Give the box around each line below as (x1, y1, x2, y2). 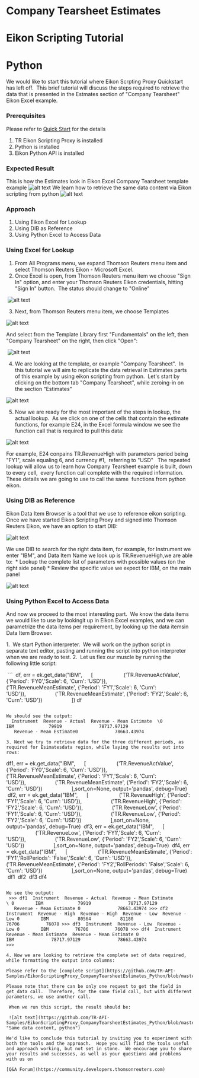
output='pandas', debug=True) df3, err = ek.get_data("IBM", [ (6, 823, 165, 830)
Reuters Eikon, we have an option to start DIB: (6, 522, 118, 529)
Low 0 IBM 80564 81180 (6, 916, 134, 922)
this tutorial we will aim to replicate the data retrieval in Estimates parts (14, 366, 187, 373)
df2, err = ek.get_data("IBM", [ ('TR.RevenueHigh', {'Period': (7, 791, 191, 799)
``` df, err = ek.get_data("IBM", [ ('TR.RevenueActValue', (7, 672, 181, 679)
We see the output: (6, 890, 54, 896)
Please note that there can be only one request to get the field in (6, 984, 182, 990)
